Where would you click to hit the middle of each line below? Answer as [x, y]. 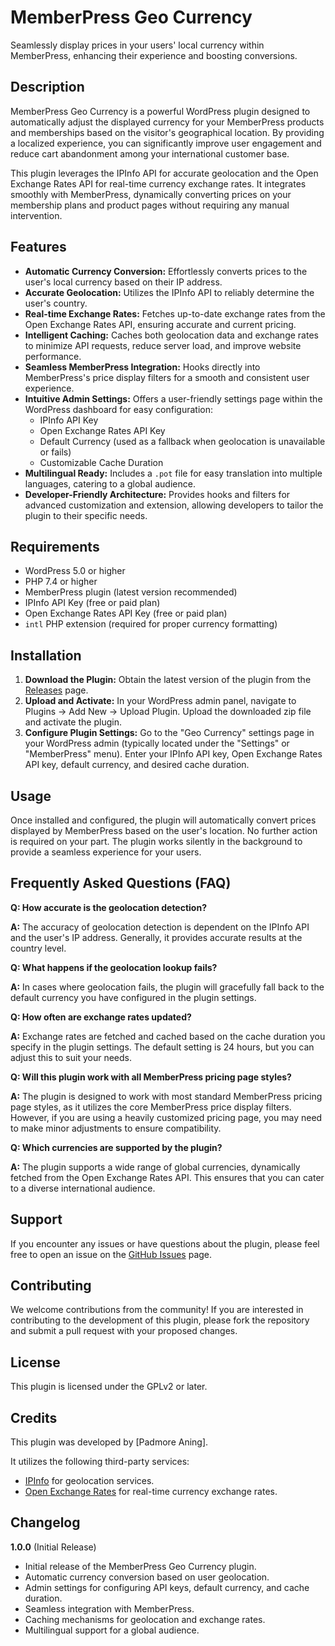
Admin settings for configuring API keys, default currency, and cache [167, 1587]
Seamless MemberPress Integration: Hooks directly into [142, 367]
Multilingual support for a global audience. [112, 1630]
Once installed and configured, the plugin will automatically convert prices [163, 820]
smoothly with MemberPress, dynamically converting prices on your [151, 194]
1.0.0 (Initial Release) [53, 1547]
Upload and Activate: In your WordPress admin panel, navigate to [160, 701]
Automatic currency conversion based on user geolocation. [147, 1577]
